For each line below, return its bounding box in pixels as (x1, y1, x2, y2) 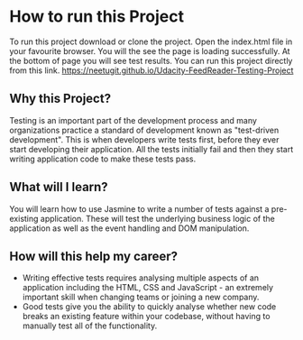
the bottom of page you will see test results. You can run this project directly (9, 55, 293, 66)
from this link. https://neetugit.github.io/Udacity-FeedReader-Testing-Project (9, 65, 294, 76)
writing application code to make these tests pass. (9, 153, 197, 164)
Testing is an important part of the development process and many (9, 115, 257, 125)
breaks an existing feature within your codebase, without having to (22, 311, 271, 322)
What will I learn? (9, 179, 108, 195)
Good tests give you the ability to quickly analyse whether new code (22, 301, 277, 312)
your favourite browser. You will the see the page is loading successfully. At (9, 45, 290, 56)
